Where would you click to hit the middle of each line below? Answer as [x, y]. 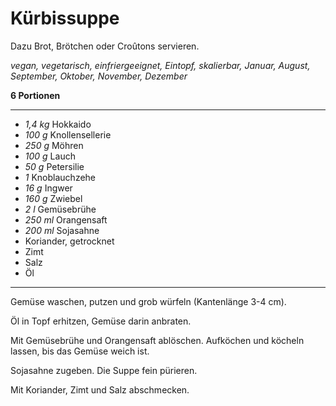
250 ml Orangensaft [66, 219]
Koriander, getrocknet [69, 241]
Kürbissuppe [65, 18]
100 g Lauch [50, 156]
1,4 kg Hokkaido [58, 124]
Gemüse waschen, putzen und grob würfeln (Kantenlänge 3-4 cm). [148, 301]
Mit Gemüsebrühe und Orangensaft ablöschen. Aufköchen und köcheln [157, 340]
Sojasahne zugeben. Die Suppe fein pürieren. [104, 370]
